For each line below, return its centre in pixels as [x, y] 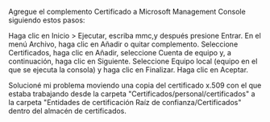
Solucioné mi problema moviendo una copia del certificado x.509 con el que [135, 85]
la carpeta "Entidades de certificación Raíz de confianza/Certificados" [125, 102]
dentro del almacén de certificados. [68, 111]
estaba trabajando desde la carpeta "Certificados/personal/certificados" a [132, 94]
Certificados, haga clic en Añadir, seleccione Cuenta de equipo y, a [120, 53]
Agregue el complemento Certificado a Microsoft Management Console [127, 12]
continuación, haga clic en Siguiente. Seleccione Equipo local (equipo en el [133, 61]
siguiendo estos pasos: [47, 20]
